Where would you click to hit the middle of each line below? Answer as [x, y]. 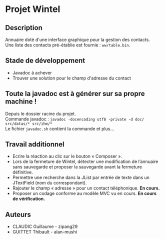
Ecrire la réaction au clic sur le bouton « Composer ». [67, 156]
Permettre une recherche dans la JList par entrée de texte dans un [81, 177]
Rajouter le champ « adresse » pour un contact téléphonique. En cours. [86, 188]
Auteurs [18, 214]
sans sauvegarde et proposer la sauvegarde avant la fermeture [77, 167]
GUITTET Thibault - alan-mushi [45, 232]
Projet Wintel [33, 9]
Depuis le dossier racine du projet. [40, 113]
